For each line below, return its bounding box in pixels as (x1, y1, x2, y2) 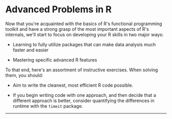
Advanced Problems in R (5, 4, 112, 15)
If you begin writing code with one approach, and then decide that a (12, 92, 156, 98)
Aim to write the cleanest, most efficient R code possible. (12, 82, 134, 88)
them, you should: (5, 72, 44, 78)
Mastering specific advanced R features (12, 56, 97, 63)
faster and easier (12, 47, 49, 53)
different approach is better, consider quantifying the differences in (12, 97, 155, 104)
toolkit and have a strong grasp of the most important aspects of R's (5, 26, 149, 32)
